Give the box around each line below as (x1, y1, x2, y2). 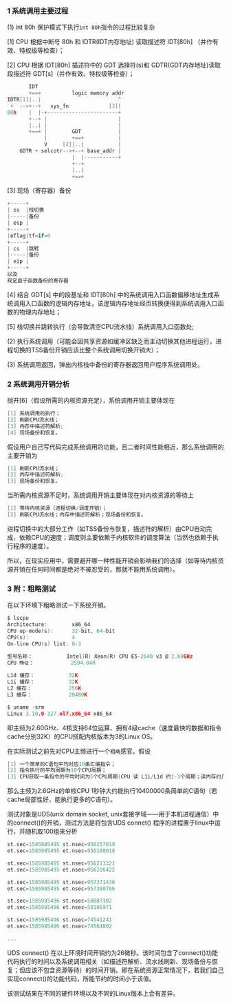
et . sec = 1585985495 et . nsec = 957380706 (7, 885, 115, 892)
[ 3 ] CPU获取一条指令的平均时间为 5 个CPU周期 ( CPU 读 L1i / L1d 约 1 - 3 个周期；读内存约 (7, 774, 221, 781)
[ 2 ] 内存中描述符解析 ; (7, 471, 64, 479)
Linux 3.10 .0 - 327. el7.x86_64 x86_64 (7, 710, 112, 717)
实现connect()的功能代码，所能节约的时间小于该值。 (7, 974, 155, 983)
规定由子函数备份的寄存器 (7, 277, 69, 284)
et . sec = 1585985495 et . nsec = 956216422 (7, 866, 115, 873)
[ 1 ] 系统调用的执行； (7, 410, 60, 417)
